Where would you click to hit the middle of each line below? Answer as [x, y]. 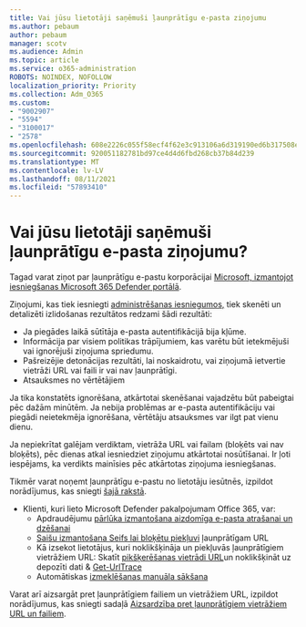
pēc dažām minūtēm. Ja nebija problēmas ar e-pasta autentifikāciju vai [143, 407]
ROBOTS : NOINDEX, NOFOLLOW [61, 77]
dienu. [21, 427]
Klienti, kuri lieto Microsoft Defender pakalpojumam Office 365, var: [149, 509]
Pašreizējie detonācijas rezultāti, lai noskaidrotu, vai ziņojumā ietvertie [154, 361]
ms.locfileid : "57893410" [58, 188]
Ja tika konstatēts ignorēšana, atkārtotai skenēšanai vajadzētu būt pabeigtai [152, 398]
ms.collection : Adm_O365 [56, 94]
